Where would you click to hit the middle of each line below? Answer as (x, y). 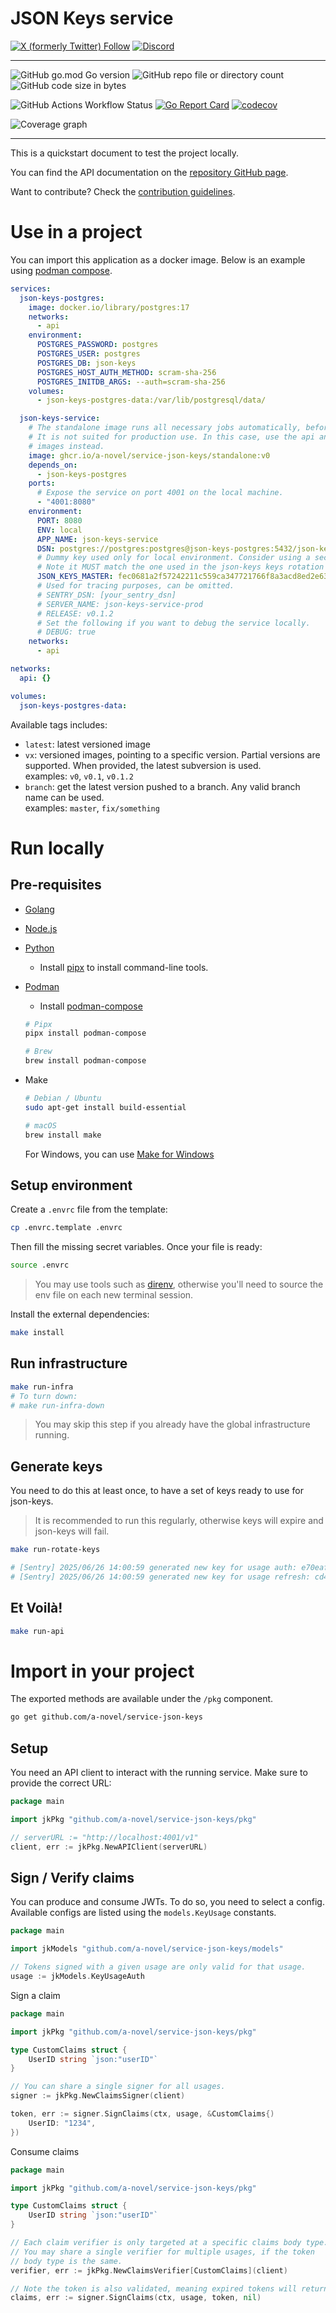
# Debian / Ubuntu (63, 1098)
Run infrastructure (69, 1363)
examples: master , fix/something (92, 808)
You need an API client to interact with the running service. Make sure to (159, 1773)
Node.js (41, 928)
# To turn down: (44, 1396)
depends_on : (53, 465)
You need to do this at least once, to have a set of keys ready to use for (157, 1491)
